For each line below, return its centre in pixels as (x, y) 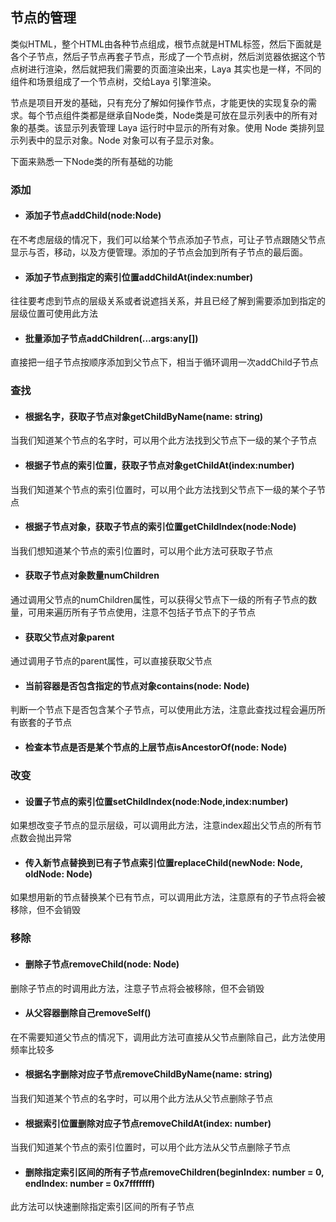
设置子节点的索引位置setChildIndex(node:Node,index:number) (156, 801)
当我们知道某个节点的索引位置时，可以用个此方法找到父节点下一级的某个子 (163, 489)
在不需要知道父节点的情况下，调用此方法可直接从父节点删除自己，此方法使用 (168, 1037)
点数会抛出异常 (41, 838)
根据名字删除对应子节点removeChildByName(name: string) (148, 1074)
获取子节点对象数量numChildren (92, 575)
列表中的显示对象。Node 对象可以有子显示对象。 (119, 140)
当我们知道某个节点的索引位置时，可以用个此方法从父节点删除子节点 (150, 1147)
